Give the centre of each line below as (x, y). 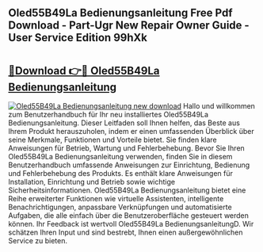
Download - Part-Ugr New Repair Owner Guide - (129, 26)
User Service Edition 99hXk (78, 38)
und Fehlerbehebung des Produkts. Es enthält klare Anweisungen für (121, 173)
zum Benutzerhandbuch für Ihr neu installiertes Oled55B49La (108, 115)
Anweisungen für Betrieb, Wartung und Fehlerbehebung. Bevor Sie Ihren (127, 148)
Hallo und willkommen (219, 106)
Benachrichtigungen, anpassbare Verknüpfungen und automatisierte (120, 207)
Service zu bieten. (38, 241)
